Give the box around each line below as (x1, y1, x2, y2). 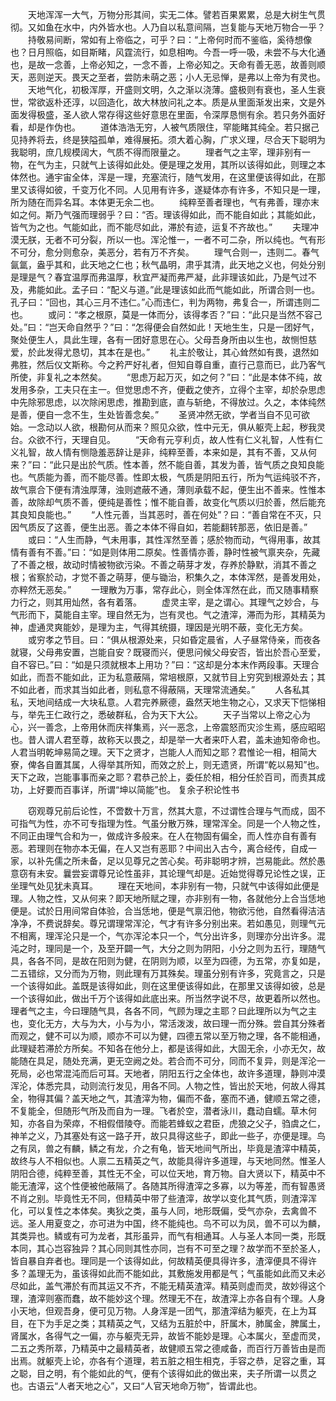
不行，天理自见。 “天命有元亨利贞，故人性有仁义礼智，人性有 (44, 434, 315, 445)
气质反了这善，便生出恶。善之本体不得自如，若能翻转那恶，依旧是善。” (18, 521, 308, 533)
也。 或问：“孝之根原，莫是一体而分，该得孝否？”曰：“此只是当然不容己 (10, 309, 323, 320)
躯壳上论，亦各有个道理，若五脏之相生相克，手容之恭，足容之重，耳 (44, 1355, 326, 1367)
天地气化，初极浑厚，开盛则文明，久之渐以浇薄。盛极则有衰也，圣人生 (27, 84, 317, 95)
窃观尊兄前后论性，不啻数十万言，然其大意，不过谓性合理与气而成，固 (27, 805, 317, 817)
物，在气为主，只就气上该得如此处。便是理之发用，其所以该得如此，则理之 (10, 159, 317, 170)
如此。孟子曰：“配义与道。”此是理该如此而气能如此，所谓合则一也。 (44, 284, 321, 295)
